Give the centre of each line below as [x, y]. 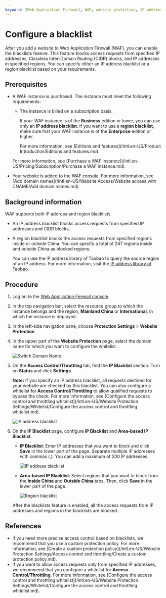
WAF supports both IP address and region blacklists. [59, 214]
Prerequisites [26, 84]
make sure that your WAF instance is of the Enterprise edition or [85, 131]
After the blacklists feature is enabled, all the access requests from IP [83, 505]
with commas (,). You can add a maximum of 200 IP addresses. [84, 456]
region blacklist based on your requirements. [51, 69]
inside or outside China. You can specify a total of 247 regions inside [82, 244]
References [23, 526]
